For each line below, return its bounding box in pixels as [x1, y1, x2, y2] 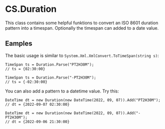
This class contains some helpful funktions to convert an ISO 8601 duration [5, 20, 159, 26]
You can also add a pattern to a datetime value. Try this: [5, 88, 119, 94]
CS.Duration [5, 3, 57, 15]
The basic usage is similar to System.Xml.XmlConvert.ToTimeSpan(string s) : [5, 52, 160, 58]
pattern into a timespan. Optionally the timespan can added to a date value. [5, 25, 159, 31]
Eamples [5, 40, 33, 48]
